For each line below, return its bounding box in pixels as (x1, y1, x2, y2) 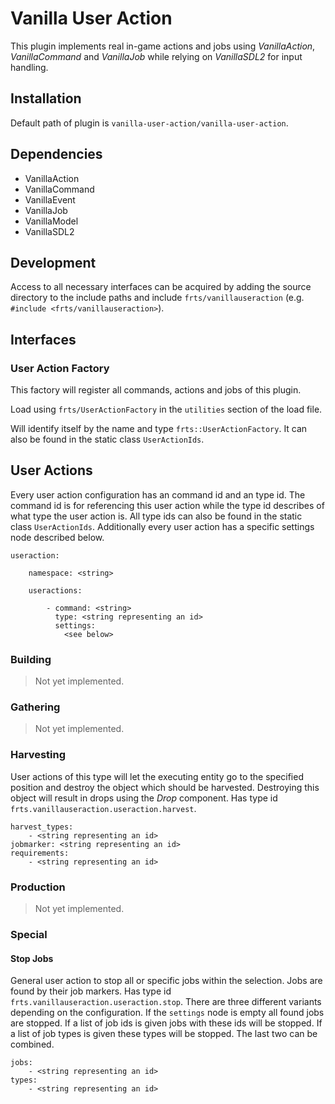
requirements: (10, 848, 70, 858)
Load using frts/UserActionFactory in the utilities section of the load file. (10, 403, 323, 416)
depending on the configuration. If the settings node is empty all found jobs (10, 1007, 325, 1019)
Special (10, 927, 48, 941)
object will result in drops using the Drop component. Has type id (10, 792, 278, 804)
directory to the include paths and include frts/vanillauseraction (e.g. (10, 292, 305, 304)
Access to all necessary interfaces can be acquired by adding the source (10, 281, 312, 293)
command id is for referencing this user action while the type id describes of (10, 499, 325, 511)
